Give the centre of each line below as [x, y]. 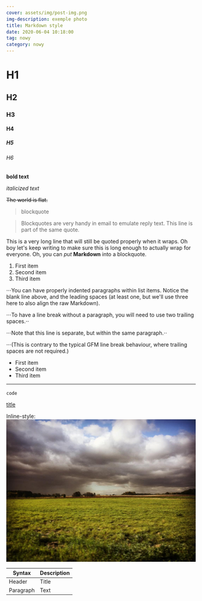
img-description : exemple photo [47, 19]
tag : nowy [19, 38]
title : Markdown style [35, 25]
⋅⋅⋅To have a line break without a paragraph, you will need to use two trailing [100, 315]
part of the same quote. [50, 230]
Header [18, 582]
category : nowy [25, 45]
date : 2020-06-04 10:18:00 [40, 32]
